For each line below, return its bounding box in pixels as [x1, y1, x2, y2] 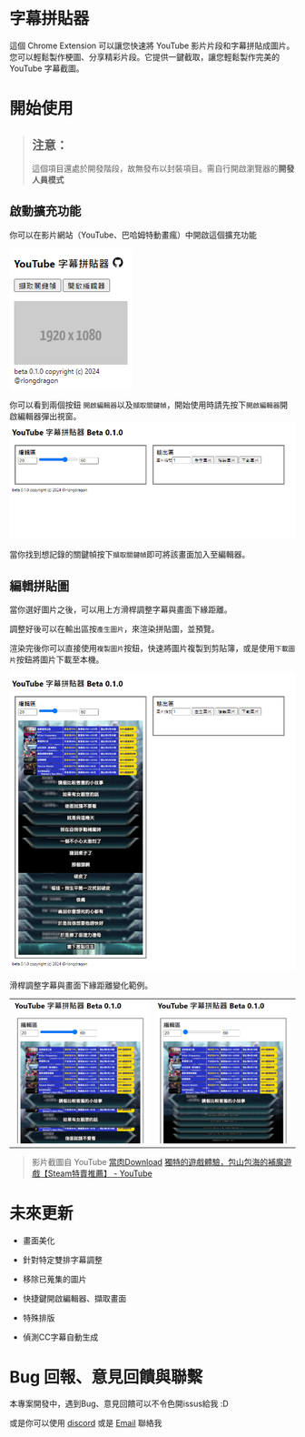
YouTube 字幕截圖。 [9, 63, 84, 74]
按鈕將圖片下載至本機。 [15, 654, 104, 665]
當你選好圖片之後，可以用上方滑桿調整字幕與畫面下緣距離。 [9, 604, 232, 615]
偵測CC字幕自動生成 [22, 1331, 99, 1342]
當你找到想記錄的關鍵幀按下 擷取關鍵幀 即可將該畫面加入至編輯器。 [9, 549, 251, 560]
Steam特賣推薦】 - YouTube [47, 1168, 152, 1179]
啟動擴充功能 [9, 204, 82, 219]
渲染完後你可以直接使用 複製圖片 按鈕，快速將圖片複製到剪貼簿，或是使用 [9, 643, 275, 654]
